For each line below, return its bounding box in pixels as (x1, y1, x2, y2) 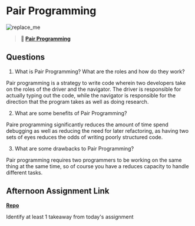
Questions (6, 52, 45, 63)
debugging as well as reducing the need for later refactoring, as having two (6, 127, 189, 134)
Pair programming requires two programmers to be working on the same (6, 156, 182, 163)
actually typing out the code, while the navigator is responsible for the (6, 91, 176, 99)
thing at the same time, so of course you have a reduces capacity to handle (6, 162, 190, 169)
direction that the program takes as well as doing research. (6, 98, 149, 105)
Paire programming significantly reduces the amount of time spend (6, 121, 169, 128)
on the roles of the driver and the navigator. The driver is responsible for (6, 86, 181, 93)
